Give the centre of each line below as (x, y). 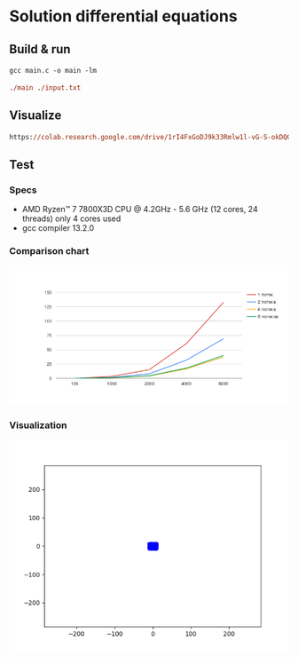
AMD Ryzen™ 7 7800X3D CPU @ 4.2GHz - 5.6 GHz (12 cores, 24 (140, 210)
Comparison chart (49, 251)
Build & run (40, 49)
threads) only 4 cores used (71, 218)
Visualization (38, 425)
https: (21, 137)
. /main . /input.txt (45, 87)
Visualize (35, 116)
